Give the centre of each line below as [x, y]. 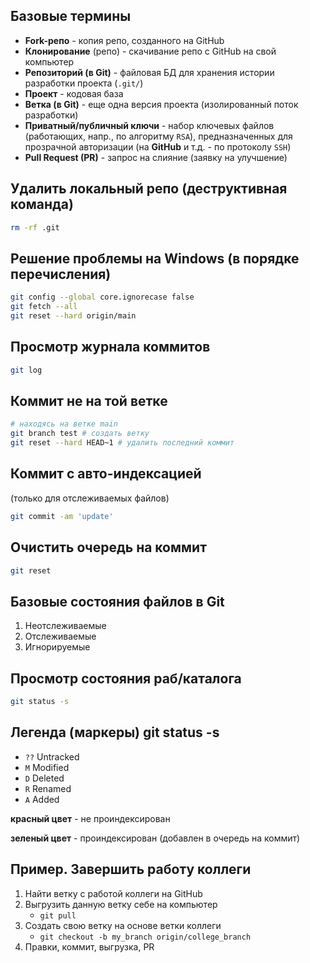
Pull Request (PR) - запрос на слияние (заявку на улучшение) [156, 157]
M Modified [47, 767]
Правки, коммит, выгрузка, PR [89, 946]
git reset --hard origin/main [73, 316]
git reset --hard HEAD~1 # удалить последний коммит [122, 443]
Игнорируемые [57, 647]
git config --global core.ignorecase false [102, 297]
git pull [58, 915]
